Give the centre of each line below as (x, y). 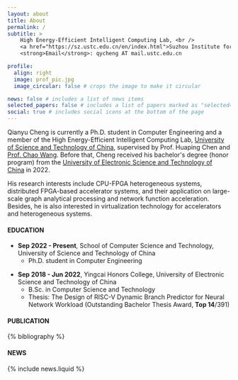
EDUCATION (26, 230)
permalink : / (27, 27)
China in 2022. (29, 170)
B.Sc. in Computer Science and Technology (92, 290)
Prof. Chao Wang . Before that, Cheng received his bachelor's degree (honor (118, 155)
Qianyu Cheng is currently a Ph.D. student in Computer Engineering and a (115, 132)
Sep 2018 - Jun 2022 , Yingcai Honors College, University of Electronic (121, 274)
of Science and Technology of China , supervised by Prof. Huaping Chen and (119, 147)
